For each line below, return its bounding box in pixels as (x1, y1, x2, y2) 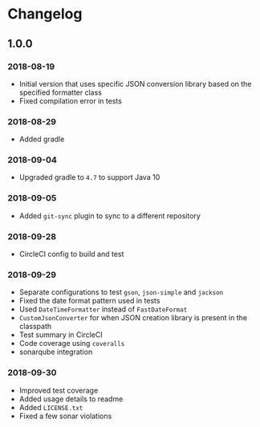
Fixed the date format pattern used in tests (18, 296, 160, 306)
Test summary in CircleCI (18, 330, 103, 340)
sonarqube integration (18, 347, 93, 357)
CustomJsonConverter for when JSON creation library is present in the (18, 313, 248, 323)
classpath (18, 322, 52, 331)
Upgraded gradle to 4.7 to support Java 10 (18, 173, 160, 182)
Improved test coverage (18, 385, 99, 395)
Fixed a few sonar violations (18, 411, 112, 421)
